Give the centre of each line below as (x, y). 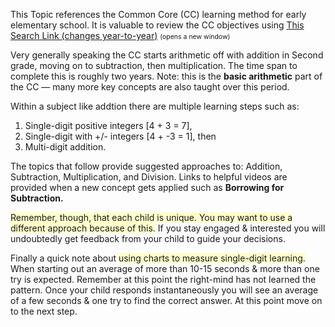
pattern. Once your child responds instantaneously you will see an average (164, 290)
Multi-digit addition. (65, 147)
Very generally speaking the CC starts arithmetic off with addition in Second (167, 55)
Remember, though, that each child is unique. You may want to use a (151, 217)
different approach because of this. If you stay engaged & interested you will (168, 228)
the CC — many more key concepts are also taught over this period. (150, 87)
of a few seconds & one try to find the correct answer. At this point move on (166, 300)
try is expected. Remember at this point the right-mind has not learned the (163, 279)
